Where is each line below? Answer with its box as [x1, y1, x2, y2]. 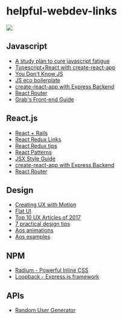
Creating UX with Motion [14, 201, 77, 209]
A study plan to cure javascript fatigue [14, 57, 110, 65]
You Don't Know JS [14, 70, 63, 77]
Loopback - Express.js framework [14, 273, 99, 280]
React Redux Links [14, 136, 61, 143]
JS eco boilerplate [14, 77, 61, 84]
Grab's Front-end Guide [14, 95, 74, 103]
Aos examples [14, 233, 51, 241]
